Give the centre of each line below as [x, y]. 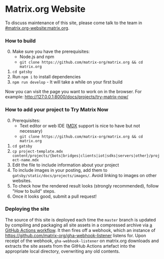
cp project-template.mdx [38, 151]
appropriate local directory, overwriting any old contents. [63, 251]
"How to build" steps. [34, 191]
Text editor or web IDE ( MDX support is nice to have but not [80, 126]
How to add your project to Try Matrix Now [57, 110]
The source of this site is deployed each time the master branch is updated [81, 220]
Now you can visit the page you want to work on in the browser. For [73, 92]
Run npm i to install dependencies [46, 77]
